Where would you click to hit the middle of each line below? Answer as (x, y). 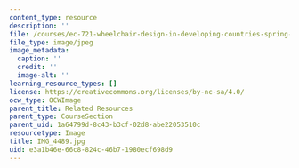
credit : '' (37, 68)
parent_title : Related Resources (71, 108)
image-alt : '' (43, 76)
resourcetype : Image (48, 133)
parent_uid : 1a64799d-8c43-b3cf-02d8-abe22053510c (105, 125)
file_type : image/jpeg (51, 42)
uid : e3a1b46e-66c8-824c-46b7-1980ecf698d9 (91, 149)
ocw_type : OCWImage (45, 100)
